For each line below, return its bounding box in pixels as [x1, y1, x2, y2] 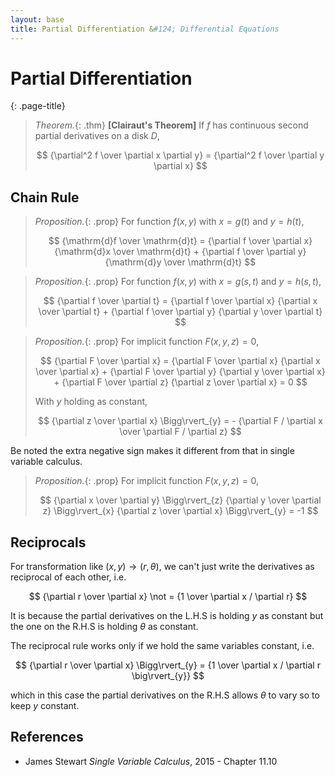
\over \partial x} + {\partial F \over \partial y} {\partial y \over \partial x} [35, 366, 326, 378]
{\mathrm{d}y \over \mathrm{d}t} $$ [104, 256, 257, 268]
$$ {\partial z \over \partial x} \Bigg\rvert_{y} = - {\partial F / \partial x [37, 415, 323, 427]
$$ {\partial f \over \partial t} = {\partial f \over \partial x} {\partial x [43, 295, 318, 307]
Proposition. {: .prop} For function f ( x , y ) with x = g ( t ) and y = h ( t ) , [34, 216, 305, 228]
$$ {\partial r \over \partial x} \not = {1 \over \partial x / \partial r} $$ [28, 591, 308, 603]
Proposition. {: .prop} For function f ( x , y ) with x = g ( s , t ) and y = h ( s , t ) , [34, 276, 322, 288]
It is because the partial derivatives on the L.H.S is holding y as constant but [10, 610, 324, 622]
